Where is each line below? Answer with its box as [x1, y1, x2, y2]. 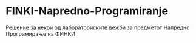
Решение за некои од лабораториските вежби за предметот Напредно [5, 24, 190, 31]
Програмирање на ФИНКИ [5, 30, 76, 37]
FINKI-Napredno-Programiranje [5, 4, 168, 18]
